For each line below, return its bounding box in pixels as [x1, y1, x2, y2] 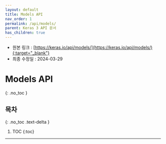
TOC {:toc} [12, 128, 35, 134]
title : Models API [5, 12, 43, 17]
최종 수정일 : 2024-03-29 [12, 56, 63, 62]
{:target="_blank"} [12, 50, 50, 56]
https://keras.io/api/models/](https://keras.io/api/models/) [35, 45, 153, 50]
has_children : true [5, 30, 45, 35]
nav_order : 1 [5, 16, 32, 21]
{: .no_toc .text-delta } [5, 119, 50, 125]
